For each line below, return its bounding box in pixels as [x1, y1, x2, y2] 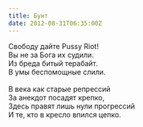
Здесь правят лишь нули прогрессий [8, 101, 135, 111]
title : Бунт [8, 11, 48, 20]
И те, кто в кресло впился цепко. [8, 109, 122, 119]
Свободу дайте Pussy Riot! [8, 41, 99, 51]
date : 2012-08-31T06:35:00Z [8, 19, 103, 27]
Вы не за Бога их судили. [8, 50, 94, 59]
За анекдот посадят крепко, [8, 92, 105, 102]
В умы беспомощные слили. [8, 67, 106, 76]
